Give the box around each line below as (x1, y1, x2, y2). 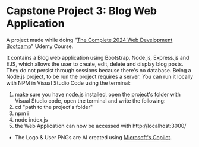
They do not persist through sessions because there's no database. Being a (6, 66, 191, 73)
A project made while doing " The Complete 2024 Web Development (6, 36, 173, 43)
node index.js (14, 116, 48, 123)
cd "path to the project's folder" (14, 103, 93, 110)
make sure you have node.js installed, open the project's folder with (14, 91, 181, 98)
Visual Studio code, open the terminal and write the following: (14, 97, 166, 104)
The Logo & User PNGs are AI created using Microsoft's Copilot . (14, 133, 172, 140)
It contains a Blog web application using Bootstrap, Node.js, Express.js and (6, 54, 189, 61)
